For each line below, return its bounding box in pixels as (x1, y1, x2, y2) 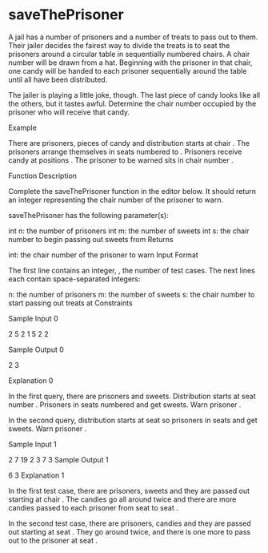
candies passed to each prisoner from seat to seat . (8, 503, 178, 512)
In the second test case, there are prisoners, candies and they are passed (8, 519, 252, 528)
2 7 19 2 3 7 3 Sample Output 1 (8, 454, 109, 464)
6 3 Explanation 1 (8, 470, 65, 480)
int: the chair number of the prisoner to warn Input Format (8, 250, 198, 260)
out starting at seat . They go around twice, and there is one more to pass (8, 527, 251, 536)
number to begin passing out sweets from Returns (8, 234, 174, 244)
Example (8, 123, 38, 132)
